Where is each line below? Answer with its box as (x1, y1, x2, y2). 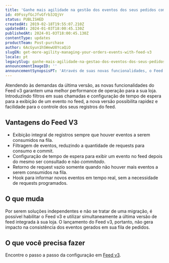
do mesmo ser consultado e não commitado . (12, 159, 106, 165)
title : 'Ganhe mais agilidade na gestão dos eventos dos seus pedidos (5, 7, 156, 13)
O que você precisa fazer (5, 239, 86, 247)
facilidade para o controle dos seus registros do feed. (5, 104, 117, 110)
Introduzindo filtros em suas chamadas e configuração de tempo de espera (5, 93, 162, 99)
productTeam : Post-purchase (5, 40, 64, 45)
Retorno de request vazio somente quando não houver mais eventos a (12, 164, 158, 170)
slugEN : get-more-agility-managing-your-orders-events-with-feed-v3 (5, 49, 152, 55)
